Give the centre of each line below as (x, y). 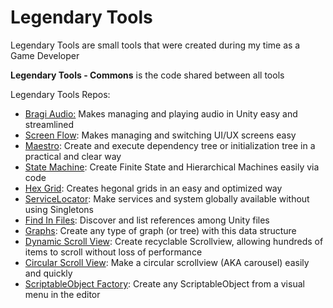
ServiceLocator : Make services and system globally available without (167, 198)
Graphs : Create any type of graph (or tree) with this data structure (160, 230)
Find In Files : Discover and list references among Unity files (147, 220)
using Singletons (59, 209)
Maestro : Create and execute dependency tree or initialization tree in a (170, 145)
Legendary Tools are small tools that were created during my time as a (155, 45)
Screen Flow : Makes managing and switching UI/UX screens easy (160, 135)
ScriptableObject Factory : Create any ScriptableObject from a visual (164, 283)
